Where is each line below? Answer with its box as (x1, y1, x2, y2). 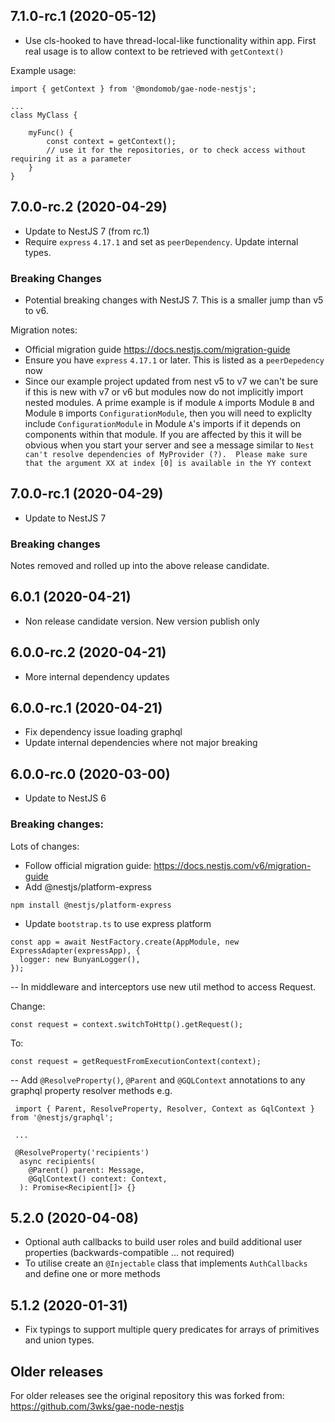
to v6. (24, 304, 49, 316)
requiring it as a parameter (10, 154, 132, 164)
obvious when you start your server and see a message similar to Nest (24, 439, 315, 451)
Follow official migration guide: (24, 859, 152, 871)
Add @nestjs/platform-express (24, 880, 152, 893)
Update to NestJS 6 (24, 792, 107, 804)
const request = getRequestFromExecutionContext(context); (10, 1056, 262, 1066)
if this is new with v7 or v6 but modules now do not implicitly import (24, 385, 304, 398)
